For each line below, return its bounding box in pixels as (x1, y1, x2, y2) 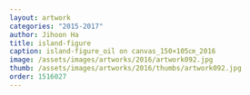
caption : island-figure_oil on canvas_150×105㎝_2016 (9, 47, 216, 56)
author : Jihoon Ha (9, 30, 79, 39)
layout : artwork (9, 13, 71, 23)
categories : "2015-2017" (9, 22, 104, 31)
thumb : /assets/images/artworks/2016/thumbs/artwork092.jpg (9, 64, 243, 73)
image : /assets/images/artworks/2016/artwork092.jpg (9, 55, 214, 64)
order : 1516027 (9, 72, 67, 81)
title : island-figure (9, 38, 92, 48)
